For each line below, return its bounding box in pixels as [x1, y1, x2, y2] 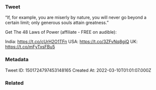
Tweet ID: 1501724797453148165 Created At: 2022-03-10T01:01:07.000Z [5, 67, 152, 73]
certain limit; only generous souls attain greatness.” [5, 20, 109, 25]
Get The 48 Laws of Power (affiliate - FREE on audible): [5, 29, 117, 35]
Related [5, 79, 24, 86]
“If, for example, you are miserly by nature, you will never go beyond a [5, 15, 147, 21]
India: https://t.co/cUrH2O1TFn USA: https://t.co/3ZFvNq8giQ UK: [5, 39, 138, 45]
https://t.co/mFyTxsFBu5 [5, 44, 55, 50]
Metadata [5, 56, 28, 63]
